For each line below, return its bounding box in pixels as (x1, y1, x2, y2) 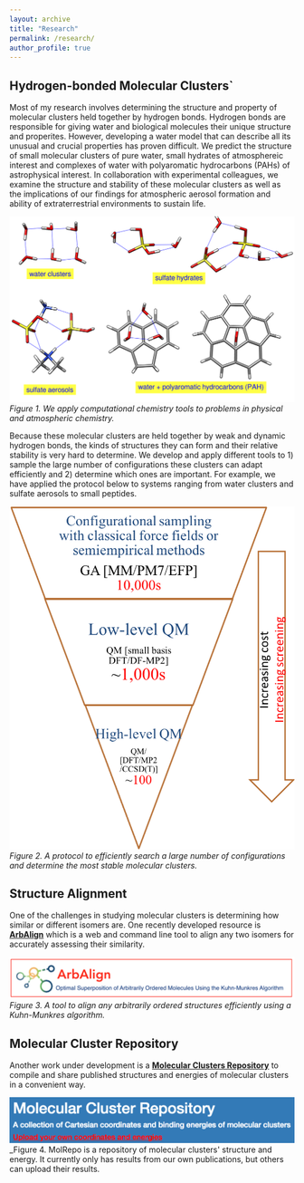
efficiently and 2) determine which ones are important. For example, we (9, 469, 276, 480)
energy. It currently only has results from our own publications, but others (9, 1153, 284, 1164)
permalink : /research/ (9, 34, 95, 43)
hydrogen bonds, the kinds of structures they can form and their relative (9, 440, 279, 451)
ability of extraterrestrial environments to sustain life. (9, 198, 206, 209)
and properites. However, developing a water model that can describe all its (9, 131, 291, 142)
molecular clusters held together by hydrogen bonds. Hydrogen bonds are (9, 111, 287, 122)
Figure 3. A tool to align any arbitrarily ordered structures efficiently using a (9, 1000, 291, 1011)
